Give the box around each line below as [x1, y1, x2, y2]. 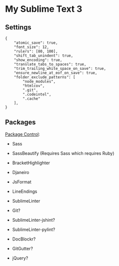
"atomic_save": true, [14, 40, 58, 45]
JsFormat [12, 178, 32, 185]
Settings [5, 23, 32, 31]
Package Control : [5, 131, 40, 137]
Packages [5, 118, 36, 126]
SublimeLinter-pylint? [12, 226, 55, 232]
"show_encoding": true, [14, 58, 63, 62]
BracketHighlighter [12, 160, 50, 166]
